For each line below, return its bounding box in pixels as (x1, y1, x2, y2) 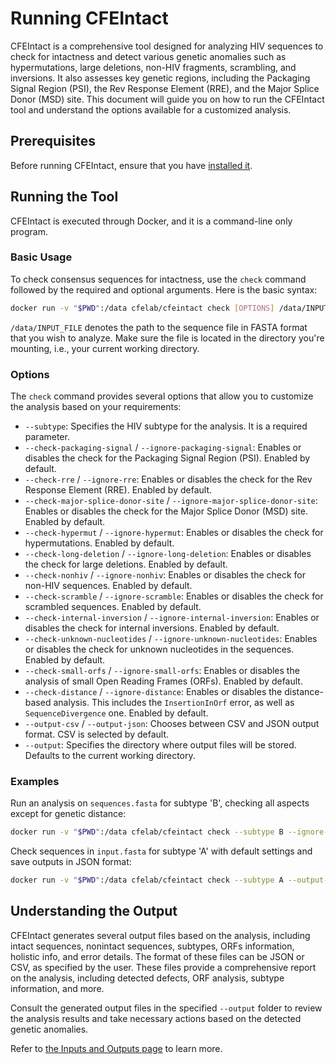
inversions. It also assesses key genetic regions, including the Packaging (10, 72, 311, 84)
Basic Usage (10, 250, 73, 264)
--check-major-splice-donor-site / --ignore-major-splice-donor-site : (24, 495, 318, 507)
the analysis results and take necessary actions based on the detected (10, 1012, 302, 1024)
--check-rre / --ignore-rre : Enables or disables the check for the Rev (24, 473, 313, 486)
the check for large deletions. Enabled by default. (24, 558, 228, 571)
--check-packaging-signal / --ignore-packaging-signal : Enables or (24, 442, 302, 454)
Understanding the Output (10, 903, 178, 920)
